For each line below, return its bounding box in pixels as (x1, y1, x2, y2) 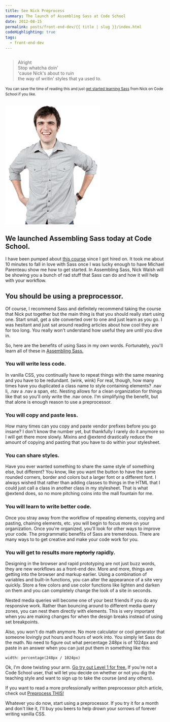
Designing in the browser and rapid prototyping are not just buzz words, (5, 560, 156, 566)
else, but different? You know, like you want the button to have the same (5, 469, 156, 475)
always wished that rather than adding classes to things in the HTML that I (5, 480, 160, 486)
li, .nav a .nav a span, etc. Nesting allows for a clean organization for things (5, 388, 162, 394)
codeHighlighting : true (5, 29, 56, 35)
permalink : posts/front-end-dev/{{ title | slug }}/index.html (5, 24, 142, 29)
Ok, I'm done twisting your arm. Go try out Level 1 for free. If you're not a (5, 664, 157, 670)
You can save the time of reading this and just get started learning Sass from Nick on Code (5, 86, 163, 91)
